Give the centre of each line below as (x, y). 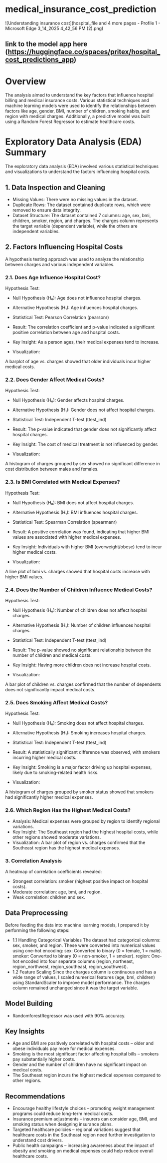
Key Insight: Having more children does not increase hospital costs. (82, 665)
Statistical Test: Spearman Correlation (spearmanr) (65, 522)
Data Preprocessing (37, 913)
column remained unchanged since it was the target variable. (75, 988)
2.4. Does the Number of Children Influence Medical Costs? (79, 590)
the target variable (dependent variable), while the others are (75, 226)
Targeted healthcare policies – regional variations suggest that (76, 1129)
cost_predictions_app (39, 60)
